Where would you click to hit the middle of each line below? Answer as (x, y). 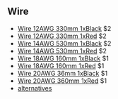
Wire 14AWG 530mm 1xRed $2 (62, 51)
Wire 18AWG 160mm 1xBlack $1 (63, 58)
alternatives (35, 88)
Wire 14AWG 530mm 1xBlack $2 (64, 43)
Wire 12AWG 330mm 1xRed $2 (62, 36)
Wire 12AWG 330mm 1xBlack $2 (64, 28)
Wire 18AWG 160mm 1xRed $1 (61, 65)
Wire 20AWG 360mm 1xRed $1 (62, 81)
